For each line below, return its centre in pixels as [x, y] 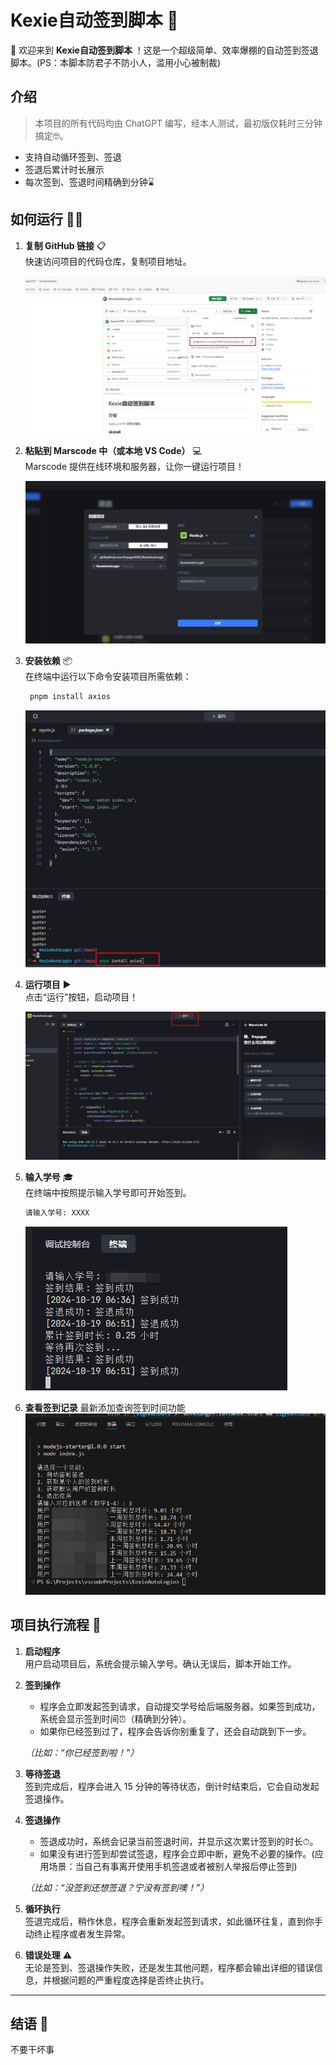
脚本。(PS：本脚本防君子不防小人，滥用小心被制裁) [116, 62]
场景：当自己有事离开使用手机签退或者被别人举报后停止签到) [173, 1866]
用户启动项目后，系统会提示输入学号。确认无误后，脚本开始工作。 [160, 1663]
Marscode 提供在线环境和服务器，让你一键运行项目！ [134, 467]
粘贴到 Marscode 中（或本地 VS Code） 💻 [113, 451]
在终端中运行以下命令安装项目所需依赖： [108, 677]
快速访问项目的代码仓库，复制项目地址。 [108, 261]
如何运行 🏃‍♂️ [47, 219]
